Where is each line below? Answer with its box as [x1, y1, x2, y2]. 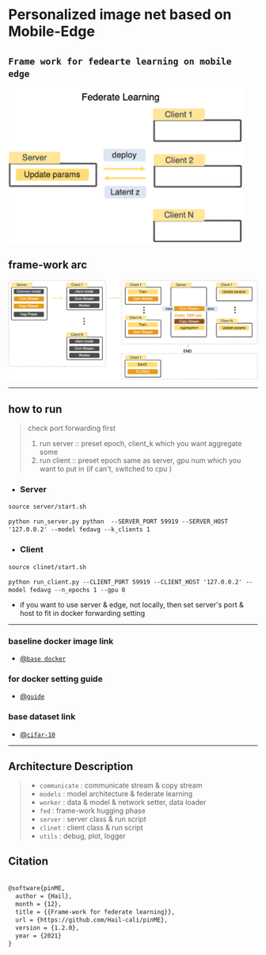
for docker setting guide [8, 673, 103, 684]
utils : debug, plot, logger [39, 831, 126, 841]
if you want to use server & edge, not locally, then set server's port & [19, 599, 244, 609]
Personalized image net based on [8, 6, 232, 24]
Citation [8, 854, 49, 868]
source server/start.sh [8, 503, 87, 511]
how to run [8, 402, 63, 416]
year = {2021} [15, 932, 62, 940]
